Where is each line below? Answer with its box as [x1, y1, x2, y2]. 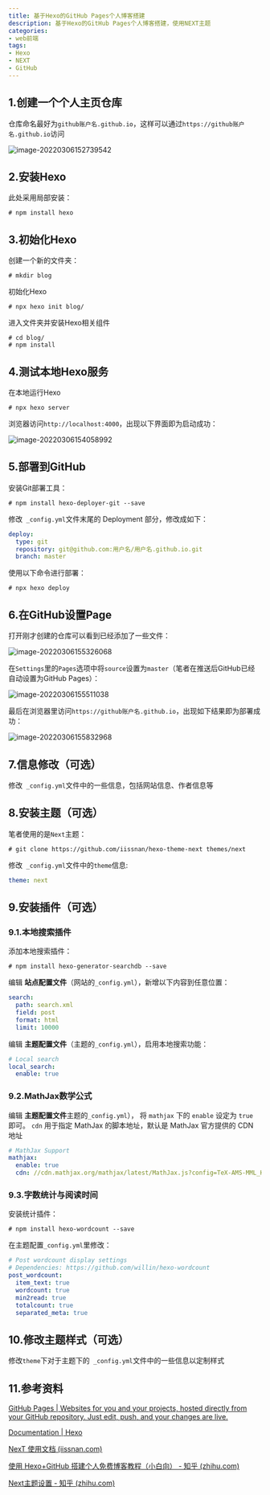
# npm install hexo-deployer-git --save [8, 499, 146, 507]
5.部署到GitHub [8, 460, 86, 474]
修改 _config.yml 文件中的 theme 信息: [8, 860, 129, 870]
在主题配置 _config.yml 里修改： [8, 1240, 112, 1250]
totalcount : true [15, 1301, 74, 1309]
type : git [15, 538, 48, 546]
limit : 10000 [15, 1023, 59, 1031]
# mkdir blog [8, 272, 52, 280]
